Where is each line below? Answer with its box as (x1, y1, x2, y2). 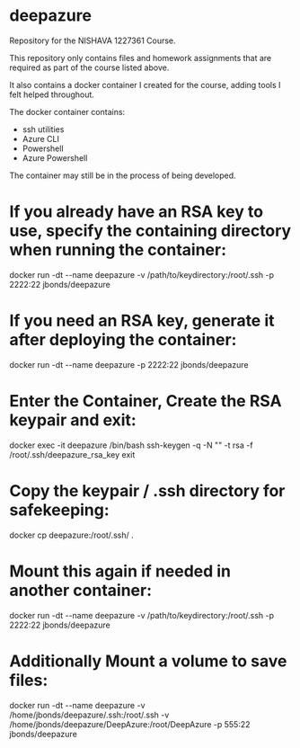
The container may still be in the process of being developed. (9, 170, 236, 181)
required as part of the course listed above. (9, 62, 170, 73)
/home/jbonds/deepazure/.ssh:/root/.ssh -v (9, 709, 170, 720)
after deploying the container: (9, 330, 237, 351)
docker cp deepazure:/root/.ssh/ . (9, 530, 134, 540)
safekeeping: (9, 500, 110, 520)
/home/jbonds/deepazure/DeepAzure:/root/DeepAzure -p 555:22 (9, 718, 251, 729)
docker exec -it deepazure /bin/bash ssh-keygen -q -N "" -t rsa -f (9, 440, 253, 450)
